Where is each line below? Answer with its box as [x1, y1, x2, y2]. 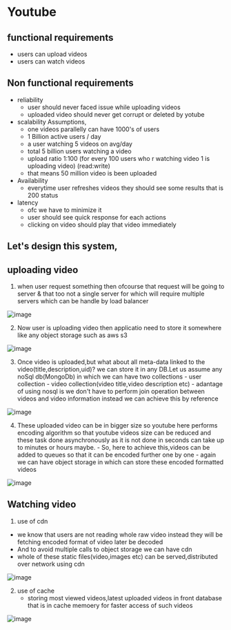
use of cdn [17, 517, 48, 525]
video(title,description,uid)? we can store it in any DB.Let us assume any [17, 365, 223, 374]
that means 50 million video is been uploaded [27, 169, 157, 177]
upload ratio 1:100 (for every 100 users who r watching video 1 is [27, 154, 210, 162]
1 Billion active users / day [27, 132, 101, 140]
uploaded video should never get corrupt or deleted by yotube [27, 110, 205, 118]
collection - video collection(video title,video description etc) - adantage [17, 380, 223, 388]
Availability [17, 176, 48, 184]
